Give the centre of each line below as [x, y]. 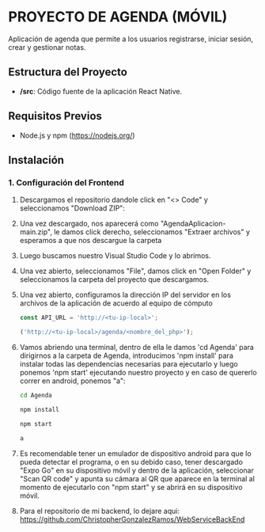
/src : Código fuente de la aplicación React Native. [101, 91]
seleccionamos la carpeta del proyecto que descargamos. [114, 279]
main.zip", [36, 232]
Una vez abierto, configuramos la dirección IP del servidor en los [125, 295]
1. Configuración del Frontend [66, 182]
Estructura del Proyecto [68, 72]
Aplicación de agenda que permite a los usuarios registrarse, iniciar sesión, [131, 39]
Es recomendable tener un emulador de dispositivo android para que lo [135, 453]
